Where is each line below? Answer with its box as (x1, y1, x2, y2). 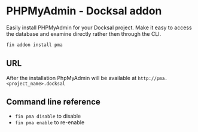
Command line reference (6, 97, 100, 107)
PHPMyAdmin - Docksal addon (6, 4, 162, 18)
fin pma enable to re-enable (14, 119, 85, 126)
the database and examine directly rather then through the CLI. (6, 30, 162, 37)
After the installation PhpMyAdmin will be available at (6, 74, 137, 81)
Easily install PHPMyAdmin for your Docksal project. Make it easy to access (6, 24, 193, 31)
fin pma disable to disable (14, 112, 81, 120)
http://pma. (138, 75, 167, 81)
